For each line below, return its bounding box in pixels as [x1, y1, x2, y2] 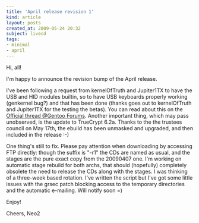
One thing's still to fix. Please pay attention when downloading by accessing [6, 142, 193, 149]
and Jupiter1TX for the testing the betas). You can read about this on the [6, 105, 183, 113]
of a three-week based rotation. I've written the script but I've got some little [6, 174, 193, 181]
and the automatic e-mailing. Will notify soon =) [6, 187, 123, 194]
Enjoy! [6, 198, 22, 205]
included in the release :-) [6, 131, 70, 138]
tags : [6, 36, 20, 42]
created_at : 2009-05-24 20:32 [6, 25, 81, 32]
